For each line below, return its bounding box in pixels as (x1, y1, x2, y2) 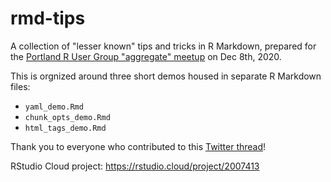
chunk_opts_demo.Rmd (24, 112, 111, 122)
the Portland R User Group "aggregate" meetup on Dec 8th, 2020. (10, 50, 282, 62)
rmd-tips (10, 7, 86, 30)
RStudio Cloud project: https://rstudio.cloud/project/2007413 (10, 160, 260, 172)
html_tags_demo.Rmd (24, 123, 107, 133)
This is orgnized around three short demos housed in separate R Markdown (10, 70, 322, 82)
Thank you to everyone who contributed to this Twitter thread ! (10, 140, 267, 152)
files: (10, 80, 31, 92)
